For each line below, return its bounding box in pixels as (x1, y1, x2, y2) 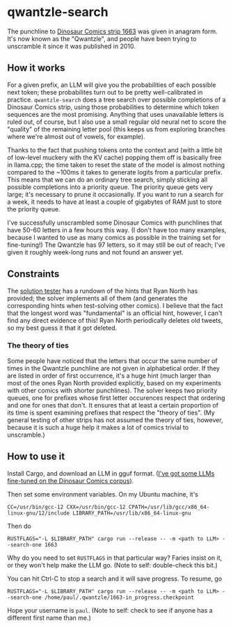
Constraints (7, 268, 60, 280)
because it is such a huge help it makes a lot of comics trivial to (7, 423, 189, 431)
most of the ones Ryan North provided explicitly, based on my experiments (7, 378, 221, 387)
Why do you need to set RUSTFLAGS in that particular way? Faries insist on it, (7, 554, 223, 562)
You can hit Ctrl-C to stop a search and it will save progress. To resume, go (7, 574, 223, 583)
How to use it (7, 451, 65, 462)
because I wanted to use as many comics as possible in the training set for (7, 233, 221, 241)
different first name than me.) (7, 613, 92, 622)
